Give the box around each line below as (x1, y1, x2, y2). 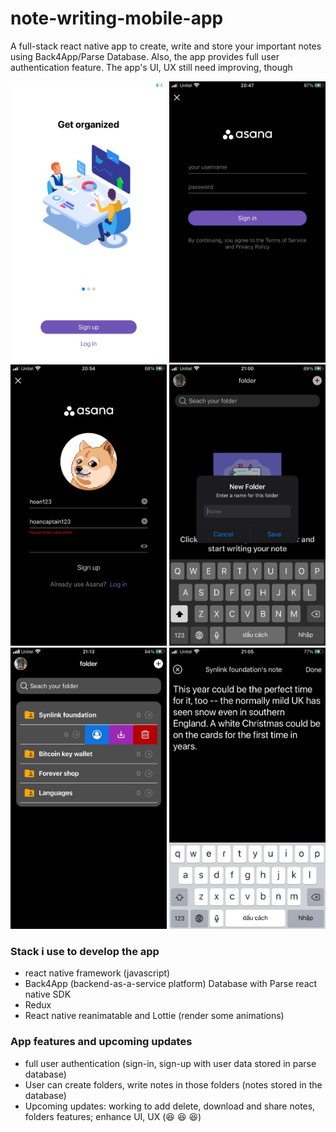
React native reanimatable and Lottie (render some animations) (24, 1010, 285, 1022)
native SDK (24, 988, 72, 1001)
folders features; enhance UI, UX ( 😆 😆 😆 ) (24, 1110, 202, 1122)
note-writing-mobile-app (10, 7, 224, 30)
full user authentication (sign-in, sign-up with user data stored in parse (24, 1057, 317, 1069)
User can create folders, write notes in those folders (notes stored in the (24, 1078, 323, 1091)
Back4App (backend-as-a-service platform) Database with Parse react (24, 978, 318, 990)
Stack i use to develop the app (10, 944, 160, 958)
